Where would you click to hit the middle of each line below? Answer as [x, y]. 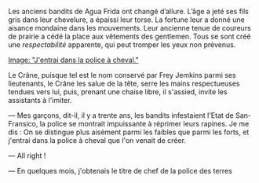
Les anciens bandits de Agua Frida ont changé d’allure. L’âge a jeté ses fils [128, 11]
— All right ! [27, 156]
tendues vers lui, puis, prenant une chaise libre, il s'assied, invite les [118, 92]
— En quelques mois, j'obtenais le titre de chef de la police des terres [120, 171]
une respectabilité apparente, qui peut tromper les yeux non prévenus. [122, 45]
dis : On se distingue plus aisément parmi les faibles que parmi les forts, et [129, 132]
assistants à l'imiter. [40, 100]
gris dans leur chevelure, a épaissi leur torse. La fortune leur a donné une [127, 20]
